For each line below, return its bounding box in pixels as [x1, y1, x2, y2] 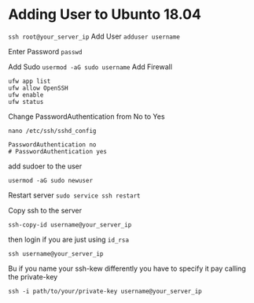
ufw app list [8, 77, 51, 85]
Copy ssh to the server [8, 205, 83, 215]
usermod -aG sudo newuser [8, 176, 93, 184]
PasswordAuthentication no [8, 140, 97, 149]
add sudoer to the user [8, 161, 83, 171]
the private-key [8, 272, 58, 281]
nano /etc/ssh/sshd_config [8, 127, 97, 135]
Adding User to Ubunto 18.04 [8, 6, 202, 24]
